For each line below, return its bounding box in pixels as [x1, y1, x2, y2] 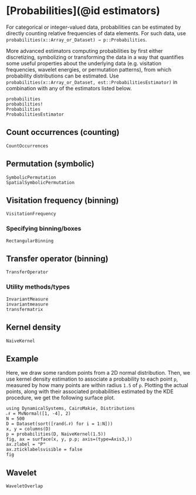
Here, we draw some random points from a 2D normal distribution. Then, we [6, 369, 191, 377]
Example [6, 354, 39, 364]
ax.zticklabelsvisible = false [6, 447, 83, 453]
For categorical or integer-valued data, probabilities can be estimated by [6, 23, 181, 30]
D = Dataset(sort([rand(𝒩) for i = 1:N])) [6, 421, 113, 427]
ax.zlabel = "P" [6, 442, 46, 447]
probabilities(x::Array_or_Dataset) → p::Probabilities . [6, 36, 147, 43]
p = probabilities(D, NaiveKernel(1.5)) [6, 431, 107, 438]
